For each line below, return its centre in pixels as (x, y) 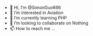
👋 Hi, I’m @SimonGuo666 (35, 8)
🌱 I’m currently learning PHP (38, 18)
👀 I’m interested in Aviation (36, 13)
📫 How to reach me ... (32, 28)
